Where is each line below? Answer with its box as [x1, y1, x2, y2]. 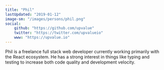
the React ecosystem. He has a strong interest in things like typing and [5, 54, 150, 60]
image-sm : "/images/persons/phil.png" [5, 16, 85, 21]
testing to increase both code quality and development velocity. [5, 59, 136, 65]
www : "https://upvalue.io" [14, 35, 70, 40]
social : [5, 21, 21, 26]
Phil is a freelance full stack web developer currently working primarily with [5, 48, 160, 55]
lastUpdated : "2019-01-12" [5, 12, 61, 17]
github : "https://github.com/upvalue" [14, 26, 94, 31]
